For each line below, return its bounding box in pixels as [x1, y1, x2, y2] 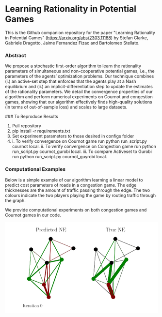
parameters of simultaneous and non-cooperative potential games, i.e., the [5, 68, 155, 74]
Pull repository [12, 123, 41, 129]
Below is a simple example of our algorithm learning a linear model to [5, 177, 143, 182]
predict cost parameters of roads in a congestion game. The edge [5, 182, 137, 188]
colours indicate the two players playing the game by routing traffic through [5, 192, 156, 198]
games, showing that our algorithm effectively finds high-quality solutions [5, 99, 152, 105]
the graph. [5, 197, 26, 203]
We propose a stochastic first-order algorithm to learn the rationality [5, 63, 142, 69]
